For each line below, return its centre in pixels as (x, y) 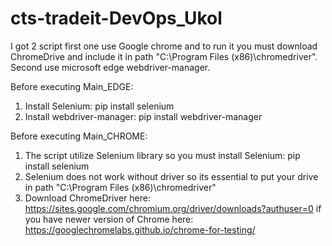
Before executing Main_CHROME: (79, 136)
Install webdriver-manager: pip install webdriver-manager (143, 116)
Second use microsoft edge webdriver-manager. (110, 67)
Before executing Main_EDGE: (72, 86)
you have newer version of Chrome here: (109, 219)
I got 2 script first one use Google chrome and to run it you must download (164, 46)
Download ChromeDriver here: (87, 198)
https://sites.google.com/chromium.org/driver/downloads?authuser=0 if (173, 208)
